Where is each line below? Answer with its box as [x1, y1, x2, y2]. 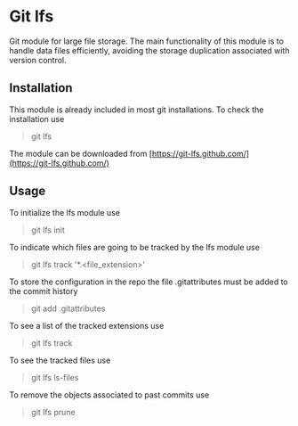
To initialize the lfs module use [9, 207, 120, 217]
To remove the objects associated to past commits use [9, 389, 210, 400]
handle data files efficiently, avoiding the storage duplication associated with [9, 45, 290, 55]
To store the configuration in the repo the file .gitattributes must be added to [9, 276, 288, 287]
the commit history [9, 285, 78, 296]
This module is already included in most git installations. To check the [9, 104, 264, 115]
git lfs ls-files [30, 372, 79, 382]
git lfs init [30, 225, 65, 235]
